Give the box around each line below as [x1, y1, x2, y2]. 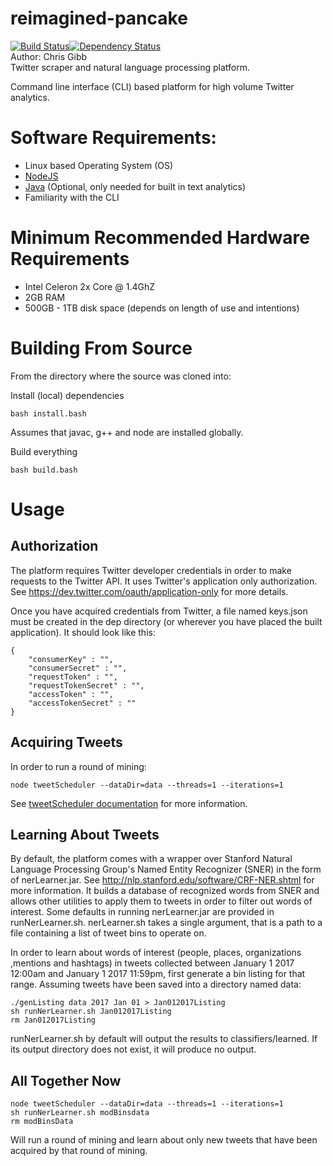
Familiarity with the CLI [24, 191, 120, 203]
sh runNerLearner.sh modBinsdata [10, 1108, 150, 1118]
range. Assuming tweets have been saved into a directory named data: [10, 978, 302, 991]
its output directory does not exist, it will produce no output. [10, 1043, 257, 1056]
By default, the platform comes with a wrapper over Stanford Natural [10, 853, 293, 865]
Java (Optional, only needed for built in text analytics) [24, 180, 247, 192]
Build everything [10, 445, 78, 457]
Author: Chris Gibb [10, 50, 88, 62]
